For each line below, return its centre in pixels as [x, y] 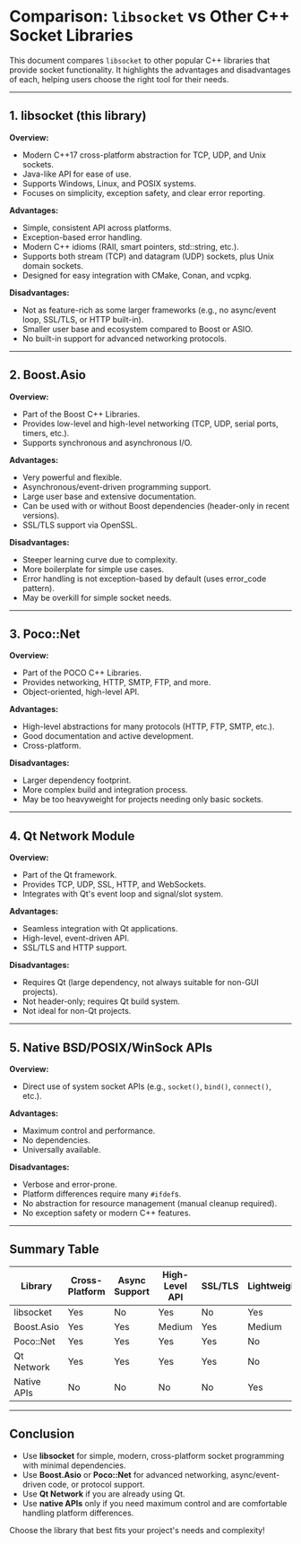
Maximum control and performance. [89, 1131]
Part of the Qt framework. [69, 875]
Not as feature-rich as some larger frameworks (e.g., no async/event [149, 310]
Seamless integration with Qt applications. [100, 929]
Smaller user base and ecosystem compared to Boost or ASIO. [138, 329]
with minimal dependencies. [74, 1465]
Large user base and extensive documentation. [109, 496]
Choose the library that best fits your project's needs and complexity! [138, 1530]
